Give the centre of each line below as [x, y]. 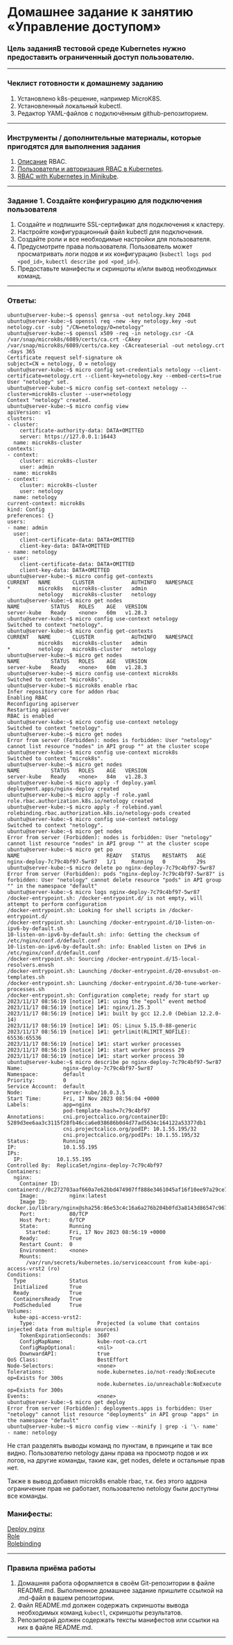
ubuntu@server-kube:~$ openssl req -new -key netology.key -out [102, 321]
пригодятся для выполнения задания [74, 146]
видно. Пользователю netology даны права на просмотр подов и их [108, 1453]
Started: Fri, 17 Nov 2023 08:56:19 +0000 [96, 1232]
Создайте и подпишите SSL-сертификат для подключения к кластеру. [121, 225]
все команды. [28, 1496]
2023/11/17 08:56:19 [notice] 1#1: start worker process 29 [96, 1050]
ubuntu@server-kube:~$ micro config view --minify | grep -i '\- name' [113, 1426]
